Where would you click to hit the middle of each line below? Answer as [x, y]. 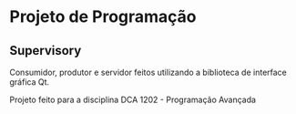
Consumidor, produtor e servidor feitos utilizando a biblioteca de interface [148, 72]
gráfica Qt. [30, 82]
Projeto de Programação [103, 17]
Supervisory [46, 51]
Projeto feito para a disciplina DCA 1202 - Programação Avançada [133, 99]
